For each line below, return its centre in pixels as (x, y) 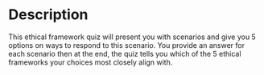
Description (48, 15)
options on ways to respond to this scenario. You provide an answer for (127, 45)
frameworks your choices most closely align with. (91, 62)
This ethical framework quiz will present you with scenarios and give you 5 (132, 37)
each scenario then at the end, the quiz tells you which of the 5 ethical (125, 53)
